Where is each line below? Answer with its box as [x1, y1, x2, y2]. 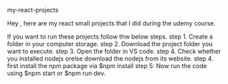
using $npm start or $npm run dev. [7, 69, 106, 77]
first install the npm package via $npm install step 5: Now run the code [7, 62, 207, 70]
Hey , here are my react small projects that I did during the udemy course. [7, 19, 216, 27]
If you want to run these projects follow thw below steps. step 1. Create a [7, 32, 213, 41]
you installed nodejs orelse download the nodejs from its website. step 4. [7, 54, 214, 63]
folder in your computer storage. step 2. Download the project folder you [7, 40, 213, 48]
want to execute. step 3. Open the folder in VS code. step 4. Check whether [7, 48, 221, 55]
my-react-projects [7, 6, 59, 14]
